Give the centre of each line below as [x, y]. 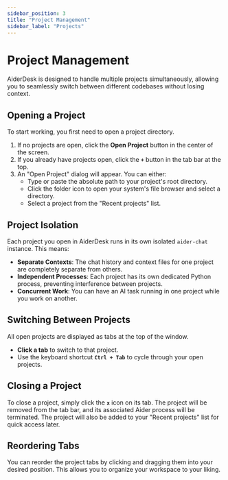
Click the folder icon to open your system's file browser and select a [124, 189]
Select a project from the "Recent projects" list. [94, 204]
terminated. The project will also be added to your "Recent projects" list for [113, 417]
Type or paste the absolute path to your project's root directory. [117, 182]
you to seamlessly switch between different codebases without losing [106, 86]
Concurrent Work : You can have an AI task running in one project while [118, 291]
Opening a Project [46, 115]
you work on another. [47, 298]
